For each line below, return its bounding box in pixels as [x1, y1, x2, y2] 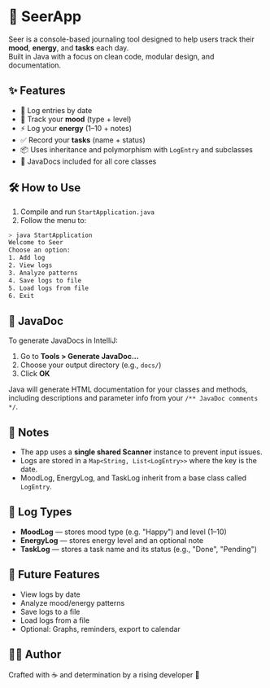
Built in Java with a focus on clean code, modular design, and [8, 51, 215, 61]
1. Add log [8, 254, 46, 262]
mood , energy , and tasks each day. [8, 42, 129, 52]
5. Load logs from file [8, 284, 89, 292]
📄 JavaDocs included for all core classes [20, 156, 157, 166]
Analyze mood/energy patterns [20, 598, 125, 607]
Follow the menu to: [20, 215, 87, 225]
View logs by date [20, 589, 81, 599]
